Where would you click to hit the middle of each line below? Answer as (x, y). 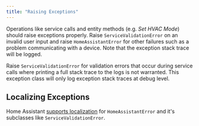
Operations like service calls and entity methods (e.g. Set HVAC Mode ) (93, 29)
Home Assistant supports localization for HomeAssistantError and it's (91, 112)
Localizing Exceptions (48, 97)
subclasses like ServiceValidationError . (56, 118)
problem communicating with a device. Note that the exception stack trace (98, 48)
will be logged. (24, 54)
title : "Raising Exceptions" (42, 12)
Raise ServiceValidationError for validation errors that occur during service (99, 66)
